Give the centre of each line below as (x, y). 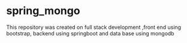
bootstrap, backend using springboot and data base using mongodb (91, 33)
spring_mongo (43, 11)
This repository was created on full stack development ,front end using (94, 27)
